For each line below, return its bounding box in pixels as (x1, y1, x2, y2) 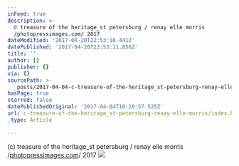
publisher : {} (7, 63, 50, 71)
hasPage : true (7, 90, 50, 97)
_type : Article (7, 116, 53, 123)
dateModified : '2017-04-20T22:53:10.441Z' (7, 37, 135, 44)
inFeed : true (7, 10, 46, 18)
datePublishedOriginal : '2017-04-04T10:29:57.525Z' (7, 103, 164, 110)
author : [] (7, 57, 40, 64)
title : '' (7, 51, 37, 58)
